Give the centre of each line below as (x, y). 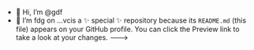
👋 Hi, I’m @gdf (39, 12)
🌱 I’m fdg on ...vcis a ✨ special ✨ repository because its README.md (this (131, 20)
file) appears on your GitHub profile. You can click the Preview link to (127, 29)
